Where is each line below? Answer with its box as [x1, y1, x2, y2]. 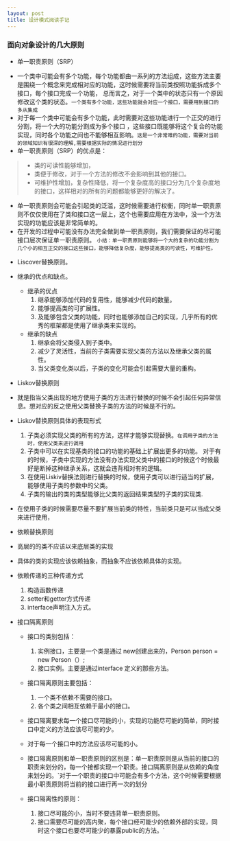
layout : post [7, 10, 44, 17]
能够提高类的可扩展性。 [37, 303, 104, 312]
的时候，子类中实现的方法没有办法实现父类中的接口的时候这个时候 [27, 455, 214, 463]
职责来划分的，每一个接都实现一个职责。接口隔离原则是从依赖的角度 [27, 763, 220, 771]
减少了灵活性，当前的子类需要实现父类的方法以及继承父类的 [37, 347, 206, 355]
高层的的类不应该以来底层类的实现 [16, 542, 114, 550]
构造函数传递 [27, 586, 64, 594]
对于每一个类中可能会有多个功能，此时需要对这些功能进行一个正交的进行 [16, 113, 221, 122]
